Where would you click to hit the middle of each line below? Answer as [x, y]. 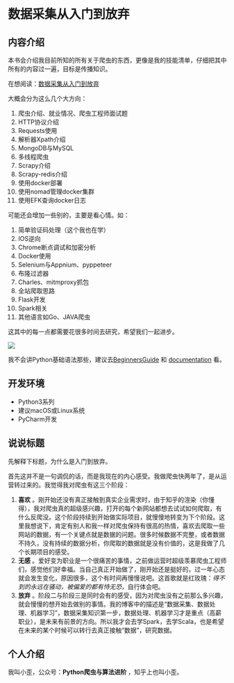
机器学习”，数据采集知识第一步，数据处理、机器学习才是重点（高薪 [126, 613]
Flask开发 [32, 299]
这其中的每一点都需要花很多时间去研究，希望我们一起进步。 [93, 332]
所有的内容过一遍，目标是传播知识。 [60, 69]
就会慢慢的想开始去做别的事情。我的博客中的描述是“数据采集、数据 [114, 604]
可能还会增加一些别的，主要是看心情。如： [69, 215]
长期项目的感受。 [49, 551]
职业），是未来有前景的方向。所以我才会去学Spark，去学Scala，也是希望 [121, 621]
